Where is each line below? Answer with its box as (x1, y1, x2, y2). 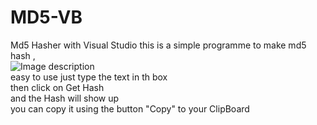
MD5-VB (10, 6, 83, 29)
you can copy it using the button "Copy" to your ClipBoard (10, 102, 250, 115)
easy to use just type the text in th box (10, 71, 168, 83)
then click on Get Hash (10, 81, 105, 93)
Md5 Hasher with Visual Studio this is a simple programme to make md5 (10, 39, 307, 51)
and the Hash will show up (10, 92, 120, 104)
